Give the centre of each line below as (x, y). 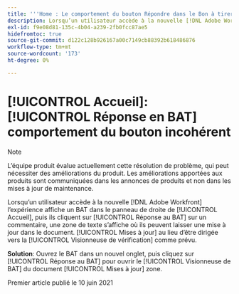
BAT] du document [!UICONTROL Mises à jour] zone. (85, 268)
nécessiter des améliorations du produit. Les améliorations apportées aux (115, 173)
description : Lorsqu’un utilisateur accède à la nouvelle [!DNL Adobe (114, 21)
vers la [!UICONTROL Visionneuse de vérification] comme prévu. (102, 240)
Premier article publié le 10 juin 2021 (60, 283)
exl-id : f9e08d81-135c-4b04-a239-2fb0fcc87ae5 (78, 27)
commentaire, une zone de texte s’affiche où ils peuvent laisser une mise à (117, 224)
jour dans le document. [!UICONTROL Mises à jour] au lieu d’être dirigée (113, 232)
